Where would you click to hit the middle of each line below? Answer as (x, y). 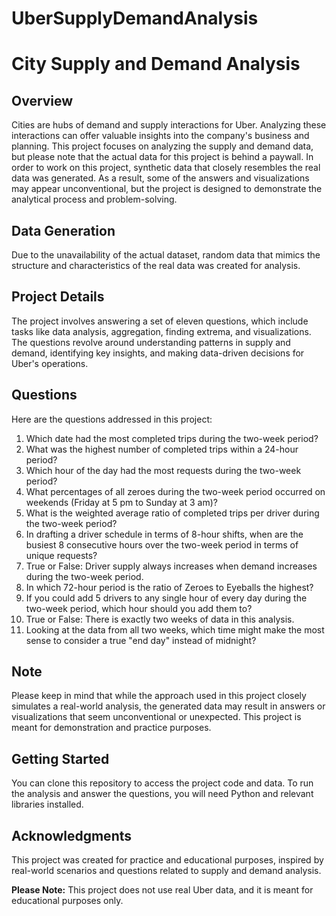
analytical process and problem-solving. (94, 199)
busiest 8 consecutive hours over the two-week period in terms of (162, 544)
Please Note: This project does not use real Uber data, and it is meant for (162, 890)
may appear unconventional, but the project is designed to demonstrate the (167, 189)
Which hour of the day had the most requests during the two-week (163, 470)
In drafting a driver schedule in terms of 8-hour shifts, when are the (164, 534)
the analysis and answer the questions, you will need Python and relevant (162, 794)
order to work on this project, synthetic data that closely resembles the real (166, 168)
